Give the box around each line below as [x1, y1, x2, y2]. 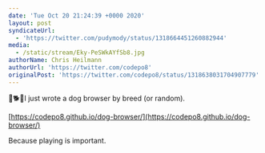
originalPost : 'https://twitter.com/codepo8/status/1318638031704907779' [8, 71, 260, 79]
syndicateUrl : [8, 26, 56, 34]
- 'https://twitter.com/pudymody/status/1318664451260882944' [15, 33, 227, 42]
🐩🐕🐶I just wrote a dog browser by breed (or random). [8, 93, 186, 103]
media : [8, 41, 30, 49]
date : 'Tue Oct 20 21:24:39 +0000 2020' [8, 11, 146, 20]
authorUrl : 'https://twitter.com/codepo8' [8, 64, 152, 72]
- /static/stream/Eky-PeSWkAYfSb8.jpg [15, 49, 146, 57]
